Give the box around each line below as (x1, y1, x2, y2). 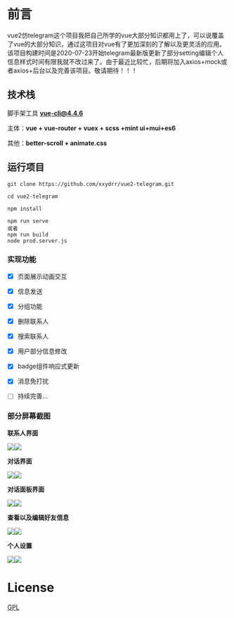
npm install (7, 205, 42, 212)
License (7, 579, 55, 595)
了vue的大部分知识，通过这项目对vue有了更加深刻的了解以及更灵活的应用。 (7, 39, 226, 48)
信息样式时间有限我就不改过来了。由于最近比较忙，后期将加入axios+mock (7, 57, 221, 65)
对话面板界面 (7, 485, 44, 493)
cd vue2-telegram (7, 193, 58, 200)
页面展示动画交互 (17, 272, 67, 280)
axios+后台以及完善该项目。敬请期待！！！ (13, 66, 138, 75)
